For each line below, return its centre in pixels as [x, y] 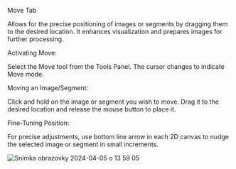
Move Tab [22, 10]
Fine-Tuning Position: [38, 123]
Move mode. [26, 74]
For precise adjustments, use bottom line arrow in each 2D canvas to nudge [118, 137]
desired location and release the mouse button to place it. [92, 109]
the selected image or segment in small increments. [83, 144]
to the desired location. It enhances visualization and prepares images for [115, 32]
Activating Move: [32, 53]
